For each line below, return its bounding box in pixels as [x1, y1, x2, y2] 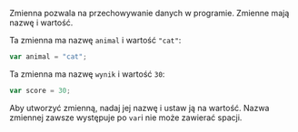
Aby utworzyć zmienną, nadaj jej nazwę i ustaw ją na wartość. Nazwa [9, 102, 270, 113]
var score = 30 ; [9, 86, 71, 95]
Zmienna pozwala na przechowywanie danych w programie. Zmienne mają [9, 8, 290, 18]
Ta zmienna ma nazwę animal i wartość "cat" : [9, 35, 182, 45]
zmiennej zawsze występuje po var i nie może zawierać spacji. [9, 112, 243, 123]
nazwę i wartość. [9, 17, 74, 28]
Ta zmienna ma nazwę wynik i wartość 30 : [9, 68, 165, 80]
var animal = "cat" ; [9, 52, 88, 61]
